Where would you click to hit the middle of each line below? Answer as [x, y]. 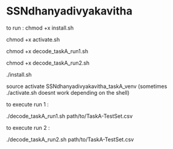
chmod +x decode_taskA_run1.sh [47, 51]
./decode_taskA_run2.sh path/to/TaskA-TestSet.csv [70, 139]
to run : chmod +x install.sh [40, 28]
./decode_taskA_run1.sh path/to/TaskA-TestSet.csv [70, 116]
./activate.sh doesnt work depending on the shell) [68, 92]
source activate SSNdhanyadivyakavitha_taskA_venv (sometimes [87, 86]
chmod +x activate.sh [33, 39]
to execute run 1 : [28, 104]
